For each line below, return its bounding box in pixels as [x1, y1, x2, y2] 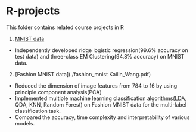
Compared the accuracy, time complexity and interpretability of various [14, 114, 190, 121]
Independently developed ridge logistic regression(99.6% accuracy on [14, 46, 189, 54]
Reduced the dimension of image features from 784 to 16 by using [14, 82, 178, 89]
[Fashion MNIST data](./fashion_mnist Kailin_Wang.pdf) [14, 70, 151, 78]
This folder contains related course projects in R [6, 24, 124, 31]
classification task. [14, 107, 61, 114]
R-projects [6, 4, 60, 18]
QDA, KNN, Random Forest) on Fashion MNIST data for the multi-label [14, 101, 186, 108]
